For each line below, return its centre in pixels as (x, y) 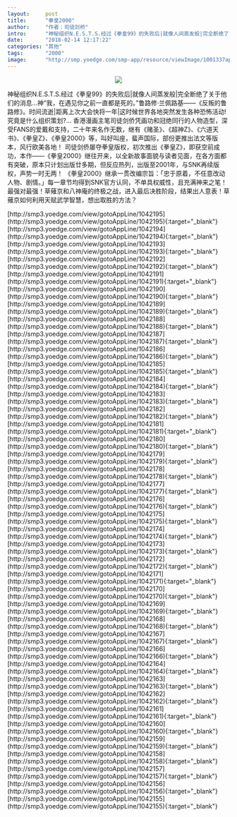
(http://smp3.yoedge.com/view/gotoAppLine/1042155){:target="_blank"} (113, 806)
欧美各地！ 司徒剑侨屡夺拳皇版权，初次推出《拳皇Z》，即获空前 (122, 147)
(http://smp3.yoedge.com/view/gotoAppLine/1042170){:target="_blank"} (113, 596)
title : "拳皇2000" (41, 20)
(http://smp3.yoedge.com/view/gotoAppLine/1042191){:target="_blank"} (112, 281)
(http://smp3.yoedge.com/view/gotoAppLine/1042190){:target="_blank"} (113, 296)
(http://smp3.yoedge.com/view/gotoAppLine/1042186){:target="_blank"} (113, 356)
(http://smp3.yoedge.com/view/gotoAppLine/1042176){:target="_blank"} (113, 506)
